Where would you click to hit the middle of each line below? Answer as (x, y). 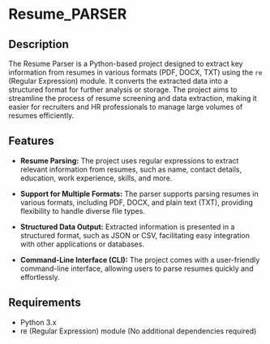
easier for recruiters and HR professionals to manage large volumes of (126, 107)
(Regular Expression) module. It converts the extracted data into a (118, 81)
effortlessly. (40, 277)
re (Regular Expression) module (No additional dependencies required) (138, 331)
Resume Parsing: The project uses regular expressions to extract (129, 160)
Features (31, 141)
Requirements (45, 303)
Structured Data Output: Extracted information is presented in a (127, 226)
